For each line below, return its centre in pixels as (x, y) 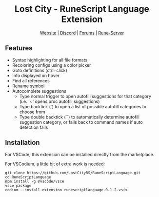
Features (19, 48)
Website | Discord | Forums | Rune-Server (82, 33)
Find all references (31, 80)
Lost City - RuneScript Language (82, 9)
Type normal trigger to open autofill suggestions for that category (85, 96)
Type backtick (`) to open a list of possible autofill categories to (83, 106)
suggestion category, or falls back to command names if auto (81, 122)
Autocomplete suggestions (39, 91)
